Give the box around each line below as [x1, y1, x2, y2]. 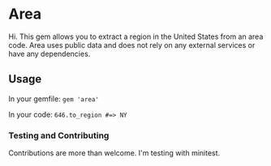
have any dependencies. [8, 49, 91, 58]
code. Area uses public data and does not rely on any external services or [8, 40, 256, 49]
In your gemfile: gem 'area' [8, 94, 100, 104]
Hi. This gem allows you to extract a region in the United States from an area [8, 32, 264, 41]
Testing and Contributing [8, 130, 110, 141]
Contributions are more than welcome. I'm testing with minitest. [8, 148, 221, 158]
